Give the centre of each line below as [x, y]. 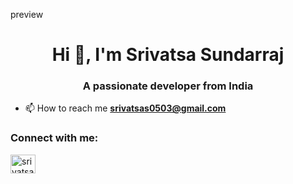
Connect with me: [54, 138]
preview [27, 14]
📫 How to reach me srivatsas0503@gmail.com [125, 108]
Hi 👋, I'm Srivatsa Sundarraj [168, 55]
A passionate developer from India [168, 86]
